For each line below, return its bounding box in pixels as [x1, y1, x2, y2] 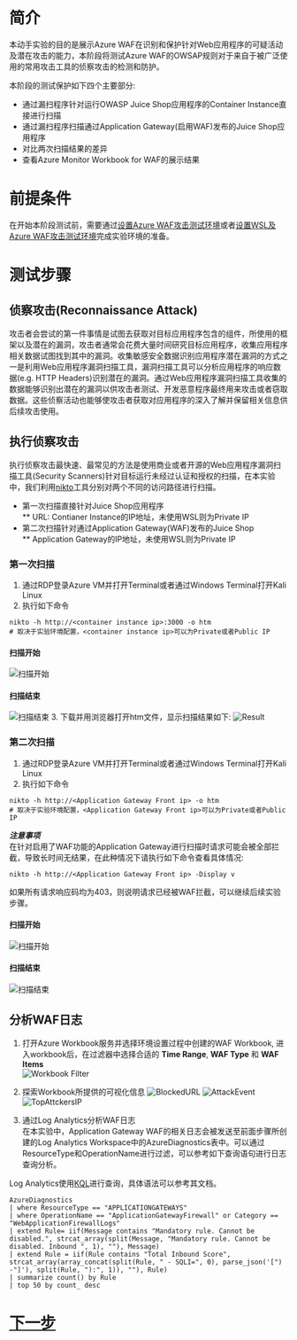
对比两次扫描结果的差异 [21, 143, 108, 153]
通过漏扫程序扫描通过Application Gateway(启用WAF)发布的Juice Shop [21, 121, 278, 131]
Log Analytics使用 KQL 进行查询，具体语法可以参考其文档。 [9, 1178, 222, 1188]
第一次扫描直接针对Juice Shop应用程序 [21, 500, 164, 510]
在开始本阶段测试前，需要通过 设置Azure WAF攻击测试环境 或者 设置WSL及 [9, 219, 277, 230]
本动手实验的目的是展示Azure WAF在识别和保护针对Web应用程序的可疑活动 [9, 39, 284, 50]
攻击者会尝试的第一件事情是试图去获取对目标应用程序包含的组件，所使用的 [9, 328, 280, 339]
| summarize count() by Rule [9, 1273, 117, 1282]
